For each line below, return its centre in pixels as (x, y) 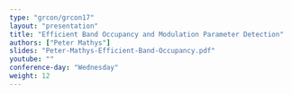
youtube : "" (32, 59)
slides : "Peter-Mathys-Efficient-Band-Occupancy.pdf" (113, 51)
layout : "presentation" (54, 26)
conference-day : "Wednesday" (64, 68)
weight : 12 (30, 76)
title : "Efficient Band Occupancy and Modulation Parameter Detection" (146, 34)
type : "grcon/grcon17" (52, 17)
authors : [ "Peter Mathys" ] (60, 43)
